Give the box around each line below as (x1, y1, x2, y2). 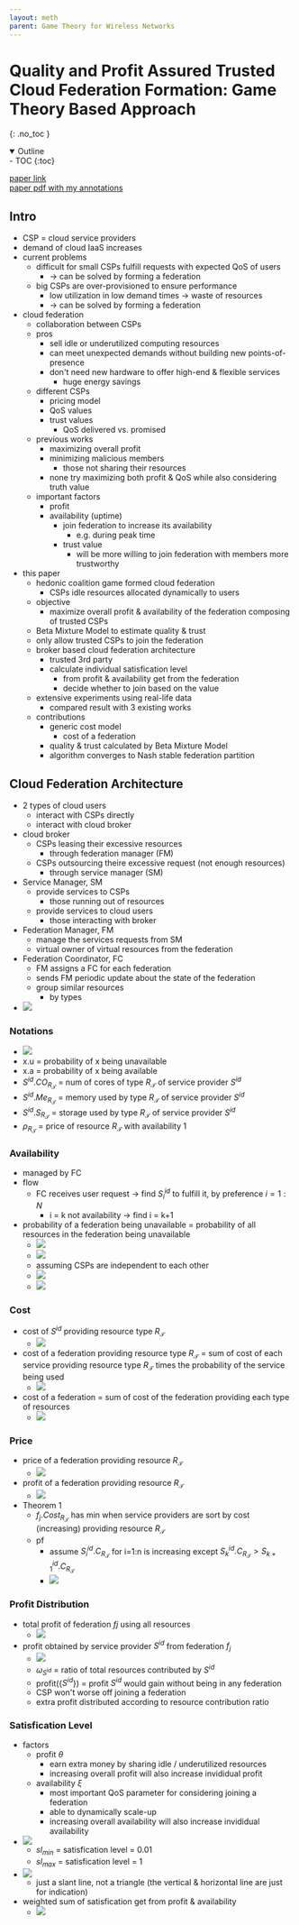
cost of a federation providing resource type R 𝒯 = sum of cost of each (22, 1348, 284, 1361)
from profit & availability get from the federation (62, 674, 240, 684)
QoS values (49, 405, 93, 416)
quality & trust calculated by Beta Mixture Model (49, 740, 228, 751)
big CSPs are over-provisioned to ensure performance (35, 280, 238, 291)
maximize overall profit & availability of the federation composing (49, 606, 291, 618)
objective (35, 597, 70, 608)
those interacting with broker (49, 915, 157, 926)
